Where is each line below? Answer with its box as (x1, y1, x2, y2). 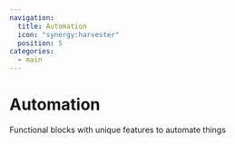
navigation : (9, 13, 54, 23)
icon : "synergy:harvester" (17, 30, 120, 39)
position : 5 (17, 38, 64, 48)
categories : (9, 47, 54, 56)
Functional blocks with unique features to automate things (9, 124, 227, 135)
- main (17, 55, 43, 64)
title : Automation (17, 22, 88, 31)
